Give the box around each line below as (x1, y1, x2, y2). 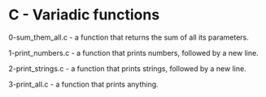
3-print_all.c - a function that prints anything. (8, 79, 159, 89)
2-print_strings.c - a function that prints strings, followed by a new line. (8, 63, 246, 74)
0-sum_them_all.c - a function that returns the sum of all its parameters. (8, 32, 250, 42)
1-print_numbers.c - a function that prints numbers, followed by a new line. (8, 48, 259, 57)
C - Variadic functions (8, 6, 160, 24)
